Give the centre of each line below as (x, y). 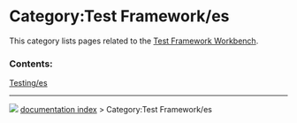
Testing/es (28, 83)
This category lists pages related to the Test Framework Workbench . (134, 41)
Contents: (31, 64)
